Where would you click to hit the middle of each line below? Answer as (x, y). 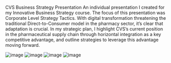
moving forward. (22, 45)
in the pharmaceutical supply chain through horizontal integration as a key (83, 34)
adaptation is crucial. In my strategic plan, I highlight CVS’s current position (84, 29)
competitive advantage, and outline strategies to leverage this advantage (82, 40)
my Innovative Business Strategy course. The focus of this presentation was (85, 13)
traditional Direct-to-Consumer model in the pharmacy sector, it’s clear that (84, 23)
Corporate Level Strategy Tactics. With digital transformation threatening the (86, 18)
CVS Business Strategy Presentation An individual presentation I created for (85, 7)
